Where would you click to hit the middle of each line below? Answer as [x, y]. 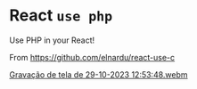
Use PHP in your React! [52, 40]
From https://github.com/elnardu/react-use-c [92, 57]
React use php [61, 16]
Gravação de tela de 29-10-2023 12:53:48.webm [99, 74]
